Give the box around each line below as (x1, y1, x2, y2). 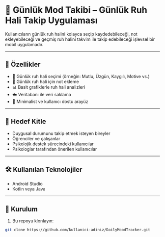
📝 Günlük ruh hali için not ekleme (12, 79, 79, 84)
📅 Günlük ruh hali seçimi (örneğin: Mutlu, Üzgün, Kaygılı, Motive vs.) (12, 73, 150, 79)
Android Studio (12, 181, 43, 187)
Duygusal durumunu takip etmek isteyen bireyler (12, 130, 110, 136)
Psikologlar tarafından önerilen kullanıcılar (12, 146, 97, 152)
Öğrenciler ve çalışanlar (12, 135, 60, 141)
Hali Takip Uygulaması (5, 15, 98, 26)
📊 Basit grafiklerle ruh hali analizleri (12, 84, 85, 90)
